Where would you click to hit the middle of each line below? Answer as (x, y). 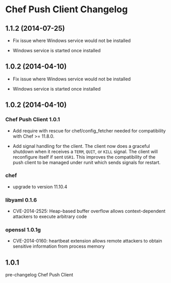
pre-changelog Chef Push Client (39, 275)
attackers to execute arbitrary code (50, 216)
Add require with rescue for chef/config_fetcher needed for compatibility (89, 130)
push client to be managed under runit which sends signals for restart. (87, 162)
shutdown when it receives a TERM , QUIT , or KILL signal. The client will (85, 151)
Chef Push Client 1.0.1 (33, 120)
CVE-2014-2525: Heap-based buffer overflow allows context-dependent (89, 211)
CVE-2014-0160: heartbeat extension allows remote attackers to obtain (87, 241)
